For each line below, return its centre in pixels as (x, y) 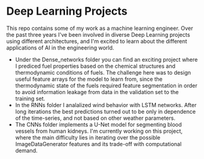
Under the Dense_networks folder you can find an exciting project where (106, 59)
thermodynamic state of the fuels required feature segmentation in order (106, 85)
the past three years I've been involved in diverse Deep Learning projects (98, 34)
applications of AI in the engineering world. (60, 48)
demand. (26, 150)
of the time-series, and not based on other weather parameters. (95, 118)
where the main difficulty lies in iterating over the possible (88, 137)
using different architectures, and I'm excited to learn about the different (97, 41)
